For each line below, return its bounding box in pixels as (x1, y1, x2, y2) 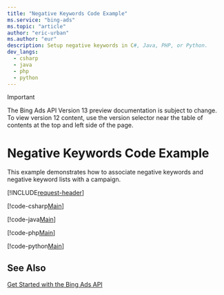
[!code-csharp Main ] (7, 202, 64, 210)
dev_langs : (7, 49, 39, 56)
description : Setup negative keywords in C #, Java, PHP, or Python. (7, 42, 208, 49)
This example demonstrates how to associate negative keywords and (7, 168, 203, 176)
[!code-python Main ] (7, 242, 64, 250)
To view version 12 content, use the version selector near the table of (7, 114, 203, 122)
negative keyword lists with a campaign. (7, 175, 121, 183)
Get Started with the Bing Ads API (7, 281, 103, 289)
